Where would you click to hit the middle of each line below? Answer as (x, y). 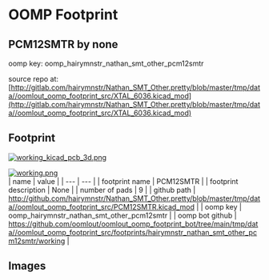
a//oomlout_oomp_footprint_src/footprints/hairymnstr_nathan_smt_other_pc (133, 232)
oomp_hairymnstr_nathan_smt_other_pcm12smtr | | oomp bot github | (123, 215)
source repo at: (33, 79)
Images (27, 266)
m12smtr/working (37, 241)
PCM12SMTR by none (63, 44)
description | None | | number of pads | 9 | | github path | (102, 190)
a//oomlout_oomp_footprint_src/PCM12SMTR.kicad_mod (101, 206)
